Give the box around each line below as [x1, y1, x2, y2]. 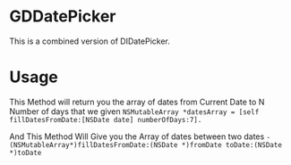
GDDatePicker [9, 6, 116, 27]
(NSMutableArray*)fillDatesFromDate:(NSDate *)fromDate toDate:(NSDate [9, 140, 282, 149]
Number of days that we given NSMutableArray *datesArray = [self [9, 105, 260, 117]
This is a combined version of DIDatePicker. [9, 36, 170, 46]
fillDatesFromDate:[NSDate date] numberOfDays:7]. [9, 115, 202, 124]
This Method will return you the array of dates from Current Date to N [9, 96, 265, 107]
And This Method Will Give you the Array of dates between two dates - [9, 131, 271, 142]
